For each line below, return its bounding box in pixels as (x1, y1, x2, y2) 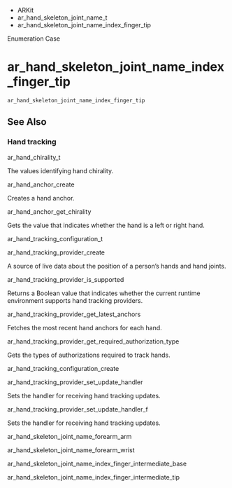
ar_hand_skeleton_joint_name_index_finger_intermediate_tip (7, 473, 180, 481)
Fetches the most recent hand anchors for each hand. (7, 323, 162, 332)
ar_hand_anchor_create (7, 180, 75, 189)
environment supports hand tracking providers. (7, 296, 143, 304)
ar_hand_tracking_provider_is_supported (7, 275, 124, 283)
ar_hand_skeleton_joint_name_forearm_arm (7, 432, 132, 440)
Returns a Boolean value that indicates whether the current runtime (7, 289, 201, 297)
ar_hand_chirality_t (7, 153, 61, 161)
